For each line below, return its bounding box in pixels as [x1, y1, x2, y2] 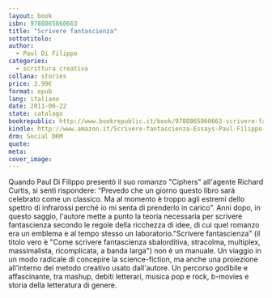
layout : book [8, 11, 53, 20]
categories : [8, 57, 49, 66]
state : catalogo [8, 110, 63, 118]
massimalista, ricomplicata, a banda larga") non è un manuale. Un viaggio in [8, 246, 261, 256]
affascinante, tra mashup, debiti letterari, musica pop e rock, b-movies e [8, 272, 249, 282]
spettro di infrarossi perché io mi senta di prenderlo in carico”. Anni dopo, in [8, 203, 261, 213]
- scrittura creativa [15, 65, 89, 73]
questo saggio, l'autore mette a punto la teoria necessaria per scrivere [8, 211, 243, 221]
